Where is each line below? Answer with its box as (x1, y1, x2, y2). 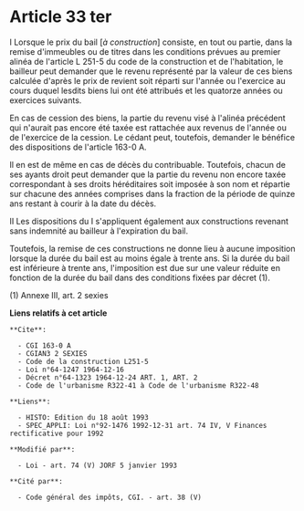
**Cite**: (9, 325, 47, 334)
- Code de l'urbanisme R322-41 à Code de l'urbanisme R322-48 (17, 381, 259, 390)
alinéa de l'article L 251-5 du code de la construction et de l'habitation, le (9, 56, 284, 67)
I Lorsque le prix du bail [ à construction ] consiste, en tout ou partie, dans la (9, 36, 293, 47)
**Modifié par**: (9, 444, 76, 454)
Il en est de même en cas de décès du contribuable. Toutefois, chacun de (9, 159, 286, 170)
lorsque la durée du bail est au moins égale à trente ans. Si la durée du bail (9, 253, 290, 264)
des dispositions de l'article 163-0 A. (9, 141, 148, 152)
